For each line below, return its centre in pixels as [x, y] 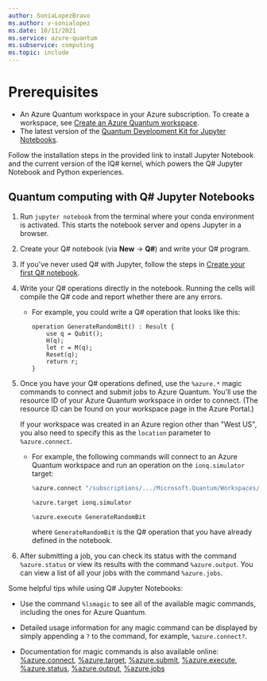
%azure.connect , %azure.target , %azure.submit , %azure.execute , [128, 660]
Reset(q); [62, 354]
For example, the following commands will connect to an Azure [135, 456]
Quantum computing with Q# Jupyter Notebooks [132, 197]
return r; [62, 361]
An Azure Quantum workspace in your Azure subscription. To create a [134, 114]
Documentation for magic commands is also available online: [119, 651]
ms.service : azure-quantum [53, 38]
